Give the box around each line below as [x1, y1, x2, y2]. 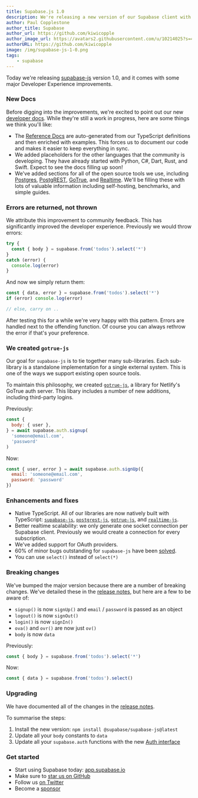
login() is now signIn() [14, 618, 74, 625]
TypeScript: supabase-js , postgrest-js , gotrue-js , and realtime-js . [14, 516, 179, 523]
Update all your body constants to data [14, 731, 108, 739]
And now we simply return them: [6, 279, 85, 286]
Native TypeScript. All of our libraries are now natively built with [14, 510, 170, 517]
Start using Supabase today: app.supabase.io [14, 766, 126, 773]
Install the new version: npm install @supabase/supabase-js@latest [14, 726, 178, 733]
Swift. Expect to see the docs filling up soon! [14, 163, 123, 171]
